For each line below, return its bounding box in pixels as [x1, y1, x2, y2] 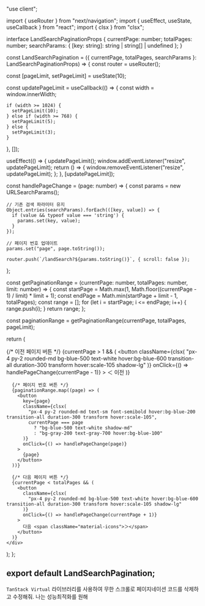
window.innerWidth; [6, 91, 57, 97]
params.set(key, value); [17, 218, 81, 224]
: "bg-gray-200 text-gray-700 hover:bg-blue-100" [33, 430, 163, 436]
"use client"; [6, 6, 38, 12]
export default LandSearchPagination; [6, 568, 155, 578]
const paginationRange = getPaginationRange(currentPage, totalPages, [6, 317, 187, 324]
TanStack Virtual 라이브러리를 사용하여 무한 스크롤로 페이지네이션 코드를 [6, 585, 183, 593]
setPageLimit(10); [12, 108, 59, 114]
